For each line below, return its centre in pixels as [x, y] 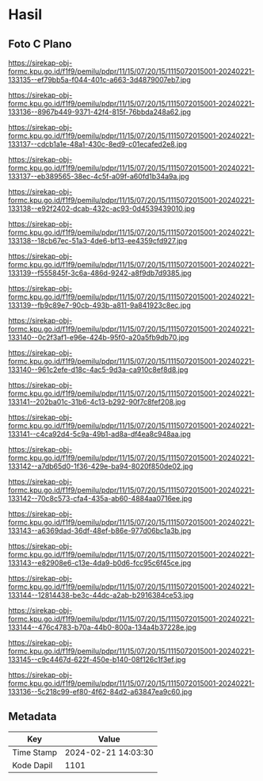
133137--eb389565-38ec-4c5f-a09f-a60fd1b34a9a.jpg [99, 176]
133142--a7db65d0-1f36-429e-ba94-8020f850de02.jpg [101, 466]
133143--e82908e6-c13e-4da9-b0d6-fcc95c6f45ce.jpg [100, 563]
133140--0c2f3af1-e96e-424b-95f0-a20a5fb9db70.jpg [99, 337]
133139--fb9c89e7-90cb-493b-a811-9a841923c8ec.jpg [100, 305]
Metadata [32, 716]
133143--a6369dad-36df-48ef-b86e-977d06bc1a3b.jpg [100, 530]
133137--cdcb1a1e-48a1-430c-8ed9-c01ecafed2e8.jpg [98, 144]
